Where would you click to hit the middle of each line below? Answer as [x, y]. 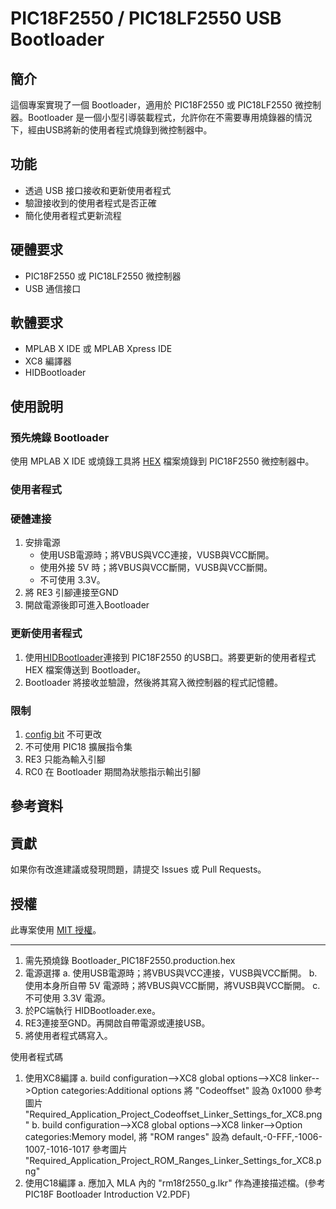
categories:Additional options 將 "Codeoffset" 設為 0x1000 [181, 1090]
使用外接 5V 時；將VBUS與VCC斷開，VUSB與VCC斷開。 [156, 568]
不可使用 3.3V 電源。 [67, 998]
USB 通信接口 [53, 288]
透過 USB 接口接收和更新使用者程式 [98, 190]
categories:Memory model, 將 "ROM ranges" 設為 [127, 1136]
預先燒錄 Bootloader [60, 437]
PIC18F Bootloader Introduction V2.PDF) [107, 1194]
